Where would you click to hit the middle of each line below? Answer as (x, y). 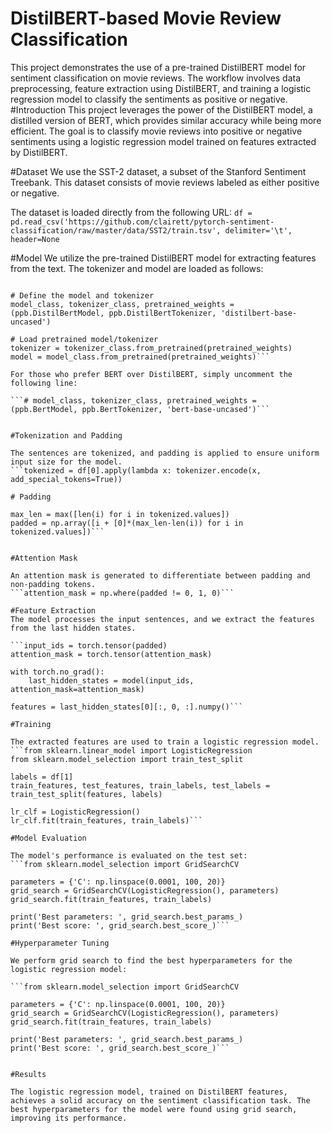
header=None (35, 239)
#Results (28, 1074)
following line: (44, 383)
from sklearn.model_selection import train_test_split (127, 759)
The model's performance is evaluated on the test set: (129, 855)
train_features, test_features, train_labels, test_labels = (140, 785)
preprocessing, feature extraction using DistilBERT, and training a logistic (161, 88)
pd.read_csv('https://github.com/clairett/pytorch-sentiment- (142, 222)
